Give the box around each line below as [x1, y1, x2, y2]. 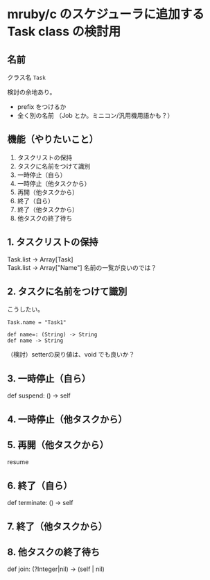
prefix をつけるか [17, 103, 67, 111]
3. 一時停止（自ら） [7, 373, 91, 384]
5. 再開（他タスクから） [7, 439, 109, 451]
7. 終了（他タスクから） [7, 520, 107, 532]
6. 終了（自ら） [7, 479, 73, 491]
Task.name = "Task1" [7, 319, 67, 326]
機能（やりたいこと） [7, 133, 98, 146]
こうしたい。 [7, 305, 44, 314]
